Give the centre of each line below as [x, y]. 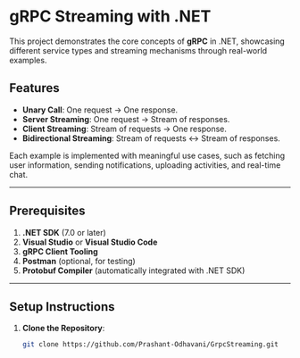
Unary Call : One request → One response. [100, 110]
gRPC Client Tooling [60, 251]
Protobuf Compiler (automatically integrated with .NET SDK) [133, 271]
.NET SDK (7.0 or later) [64, 232]
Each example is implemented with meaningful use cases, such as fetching [147, 155]
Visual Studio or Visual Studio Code [90, 242]
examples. [28, 60]
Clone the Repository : [63, 329]
